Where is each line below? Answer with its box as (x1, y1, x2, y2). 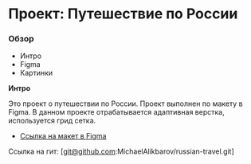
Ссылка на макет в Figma (19, 131, 107, 141)
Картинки (19, 68, 53, 78)
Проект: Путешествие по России (8, 5, 238, 23)
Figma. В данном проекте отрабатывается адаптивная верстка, (8, 107, 225, 117)
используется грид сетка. (8, 116, 96, 126)
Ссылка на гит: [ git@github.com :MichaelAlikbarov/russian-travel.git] (8, 146, 235, 156)
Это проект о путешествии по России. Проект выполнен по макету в (8, 99, 243, 108)
